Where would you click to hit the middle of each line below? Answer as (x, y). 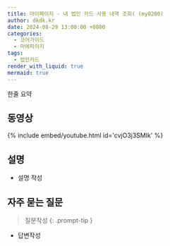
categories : (25, 33)
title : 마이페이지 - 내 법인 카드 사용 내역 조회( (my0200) (86, 14)
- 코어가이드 (29, 40)
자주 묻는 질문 (35, 202)
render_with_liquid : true (45, 66)
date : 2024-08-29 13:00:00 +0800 (56, 27)
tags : (15, 54)
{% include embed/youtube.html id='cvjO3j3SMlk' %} (85, 135)
